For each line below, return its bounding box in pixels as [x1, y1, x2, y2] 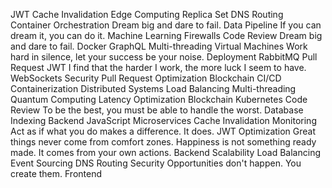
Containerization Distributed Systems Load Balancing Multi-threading [10, 83, 297, 94]
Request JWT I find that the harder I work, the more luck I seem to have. [10, 62, 307, 73]
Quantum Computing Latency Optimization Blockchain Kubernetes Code [10, 94, 308, 105]
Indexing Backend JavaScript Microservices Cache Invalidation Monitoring [10, 115, 317, 126]
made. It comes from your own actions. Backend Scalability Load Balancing [10, 147, 321, 158]
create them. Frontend [10, 168, 103, 179]
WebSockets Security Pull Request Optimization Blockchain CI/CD [10, 72, 282, 84]
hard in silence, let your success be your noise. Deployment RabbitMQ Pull [10, 51, 318, 63]
